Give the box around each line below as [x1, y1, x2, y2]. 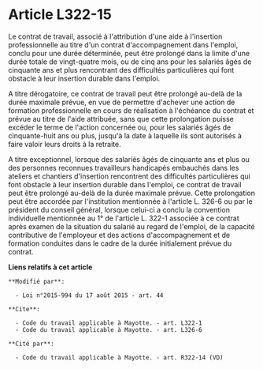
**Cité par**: [8, 340, 55, 348]
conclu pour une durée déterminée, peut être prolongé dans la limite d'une [8, 48, 250, 58]
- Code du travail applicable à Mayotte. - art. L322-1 [15, 318, 202, 327]
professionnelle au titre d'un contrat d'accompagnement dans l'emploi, [8, 40, 239, 49]
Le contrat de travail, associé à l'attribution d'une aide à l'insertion [8, 32, 223, 41]
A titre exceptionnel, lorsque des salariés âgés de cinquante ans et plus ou [8, 154, 250, 164]
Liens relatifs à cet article [8, 262, 93, 272]
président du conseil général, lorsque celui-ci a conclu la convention [8, 205, 231, 214]
